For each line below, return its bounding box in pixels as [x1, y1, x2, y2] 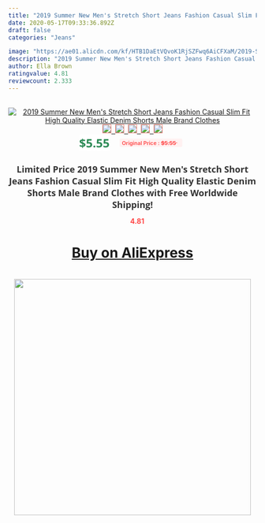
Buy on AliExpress [71, 244, 194, 262]
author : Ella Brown [8, 62, 73, 71]
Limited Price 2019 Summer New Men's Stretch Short [17, 162, 248, 176]
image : [8, 48, 30, 56]
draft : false [8, 26, 51, 34]
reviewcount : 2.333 [8, 76, 73, 85]
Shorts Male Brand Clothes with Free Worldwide [27, 186, 238, 199]
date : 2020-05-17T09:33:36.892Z [8, 19, 114, 27]
